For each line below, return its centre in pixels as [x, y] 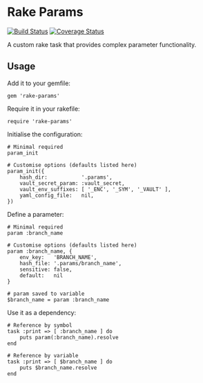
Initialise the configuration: [45, 134]
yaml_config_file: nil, [57, 195]
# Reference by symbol [40, 325]
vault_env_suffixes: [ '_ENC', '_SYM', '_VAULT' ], [95, 189]
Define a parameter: [36, 214]
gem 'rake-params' [33, 96]
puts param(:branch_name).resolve [69, 337]
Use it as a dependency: [42, 312]
